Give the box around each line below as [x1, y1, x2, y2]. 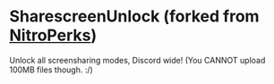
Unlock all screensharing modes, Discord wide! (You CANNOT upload [9, 55, 266, 65]
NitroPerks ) [9, 25, 97, 46]
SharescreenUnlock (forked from [9, 6, 260, 27]
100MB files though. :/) [9, 64, 94, 75]
